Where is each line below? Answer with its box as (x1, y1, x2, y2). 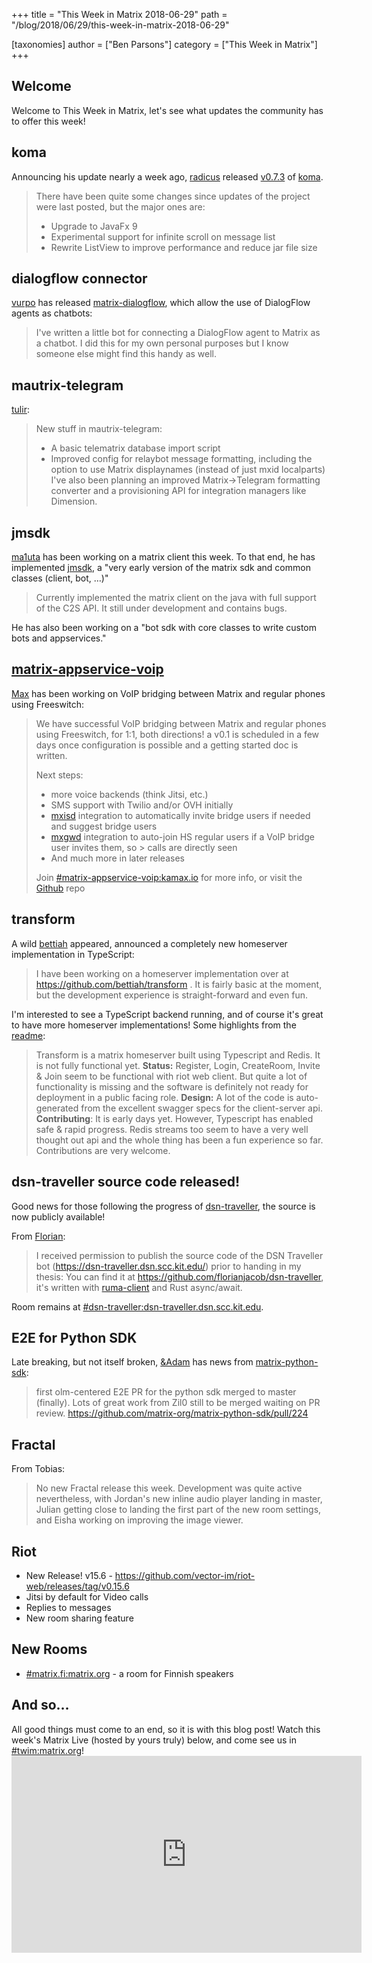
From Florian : (11, 1230, 66, 1242)
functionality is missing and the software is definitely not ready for (35, 1080, 309, 1093)
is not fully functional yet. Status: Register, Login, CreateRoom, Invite (35, 1059, 321, 1071)
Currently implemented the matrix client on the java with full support (35, 592, 317, 604)
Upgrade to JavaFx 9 (50, 220, 138, 232)
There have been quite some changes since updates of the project (35, 190, 311, 202)
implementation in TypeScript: (11, 948, 135, 960)
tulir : (11, 404, 30, 416)
